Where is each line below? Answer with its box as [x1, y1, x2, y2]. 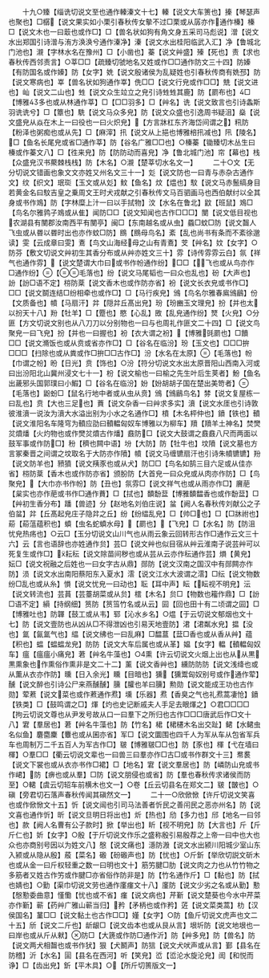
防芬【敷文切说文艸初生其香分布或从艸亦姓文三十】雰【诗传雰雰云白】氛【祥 [8, 248, 261, 257]
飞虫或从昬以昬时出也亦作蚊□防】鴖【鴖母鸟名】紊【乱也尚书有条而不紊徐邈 [8, 228, 260, 237]
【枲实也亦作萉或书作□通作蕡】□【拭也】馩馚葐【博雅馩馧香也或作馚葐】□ [8, 489, 259, 498]
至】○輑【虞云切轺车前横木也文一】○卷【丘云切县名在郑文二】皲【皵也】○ [8, 780, 259, 789]
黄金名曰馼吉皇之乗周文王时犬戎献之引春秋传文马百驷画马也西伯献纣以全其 [14, 188, 261, 197]
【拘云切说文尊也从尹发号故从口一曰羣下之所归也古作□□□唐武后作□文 [8, 710, 245, 719]
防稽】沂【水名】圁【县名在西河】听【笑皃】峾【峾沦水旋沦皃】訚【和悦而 [8, 951, 254, 960]
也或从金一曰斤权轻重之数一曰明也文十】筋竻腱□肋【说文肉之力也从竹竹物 [8, 860, 254, 870]
